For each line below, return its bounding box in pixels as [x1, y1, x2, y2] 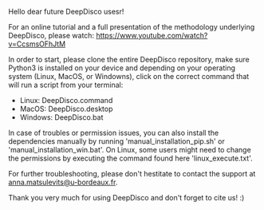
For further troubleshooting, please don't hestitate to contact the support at [8, 169, 256, 178]
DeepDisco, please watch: [8, 31, 94, 40]
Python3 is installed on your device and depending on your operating [8, 63, 236, 73]
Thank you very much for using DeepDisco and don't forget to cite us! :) [8, 193, 245, 202]
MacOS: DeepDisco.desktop [19, 104, 113, 113]
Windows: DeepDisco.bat [19, 113, 104, 122]
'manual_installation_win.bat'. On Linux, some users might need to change [8, 145, 251, 154]
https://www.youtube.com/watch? [95, 31, 208, 40]
